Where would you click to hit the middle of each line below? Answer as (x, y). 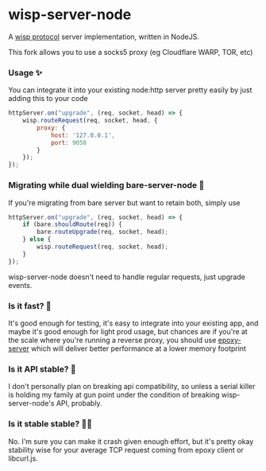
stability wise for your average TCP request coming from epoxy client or (126, 450)
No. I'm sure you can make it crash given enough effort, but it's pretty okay (131, 441)
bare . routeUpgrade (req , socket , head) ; (103, 232)
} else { (37, 239)
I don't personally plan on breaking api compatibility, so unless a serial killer (132, 387)
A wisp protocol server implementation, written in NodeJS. (104, 37)
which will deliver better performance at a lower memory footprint (139, 348)
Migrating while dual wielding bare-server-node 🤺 (106, 185)
